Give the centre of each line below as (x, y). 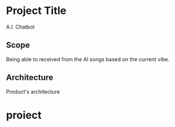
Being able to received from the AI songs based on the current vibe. (88, 59)
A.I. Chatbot (20, 27)
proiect (24, 115)
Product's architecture (33, 91)
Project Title (36, 11)
